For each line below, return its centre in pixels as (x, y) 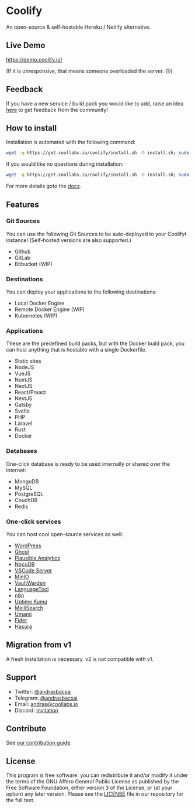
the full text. (20, 800)
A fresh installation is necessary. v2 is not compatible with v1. (80, 659)
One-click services (34, 521)
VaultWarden (30, 583)
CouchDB (26, 500)
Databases (22, 451)
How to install (32, 128)
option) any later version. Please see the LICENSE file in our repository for (95, 794)
